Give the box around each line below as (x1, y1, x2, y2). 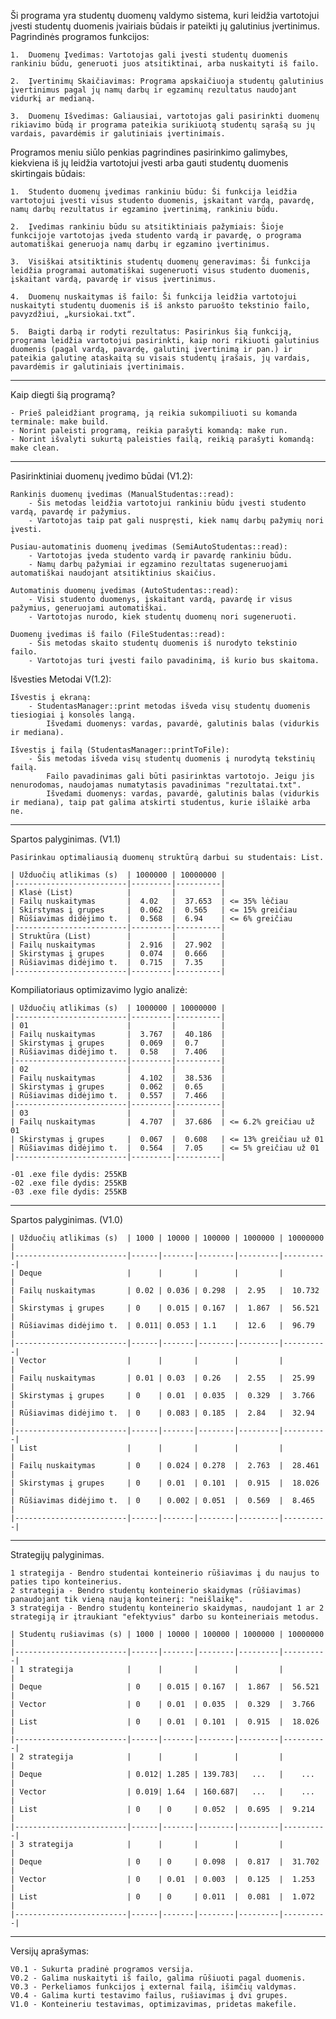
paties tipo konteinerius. (10, 1577, 123, 1587)
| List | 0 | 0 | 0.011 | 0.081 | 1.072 (10, 1892, 315, 1902)
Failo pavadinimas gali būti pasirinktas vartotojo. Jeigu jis (46, 771, 315, 781)
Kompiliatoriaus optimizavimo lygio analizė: (10, 984, 188, 995)
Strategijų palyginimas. (10, 1549, 105, 1560)
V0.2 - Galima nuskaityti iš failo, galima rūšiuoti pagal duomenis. (10, 1973, 307, 1983)
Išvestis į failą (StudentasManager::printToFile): (10, 745, 230, 755)
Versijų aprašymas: (10, 1945, 90, 1957)
